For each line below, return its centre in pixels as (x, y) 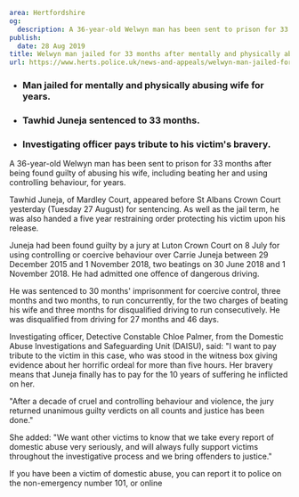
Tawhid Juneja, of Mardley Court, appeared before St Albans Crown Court (145, 200)
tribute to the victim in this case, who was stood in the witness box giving (143, 355)
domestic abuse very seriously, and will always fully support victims (134, 447)
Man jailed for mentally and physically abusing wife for (143, 86)
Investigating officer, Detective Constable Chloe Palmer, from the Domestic (147, 337)
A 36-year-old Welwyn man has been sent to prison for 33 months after (141, 164)
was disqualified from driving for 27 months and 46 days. (114, 320)
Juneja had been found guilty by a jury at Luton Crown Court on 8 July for (145, 246)
